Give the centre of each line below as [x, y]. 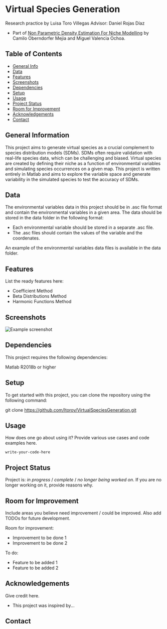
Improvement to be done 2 [40, 543]
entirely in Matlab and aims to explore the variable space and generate [78, 174]
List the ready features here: [34, 281]
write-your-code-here [28, 452]
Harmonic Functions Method [42, 302]
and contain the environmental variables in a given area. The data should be [83, 212]
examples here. [21, 443]
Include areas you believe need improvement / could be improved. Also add [83, 513]
